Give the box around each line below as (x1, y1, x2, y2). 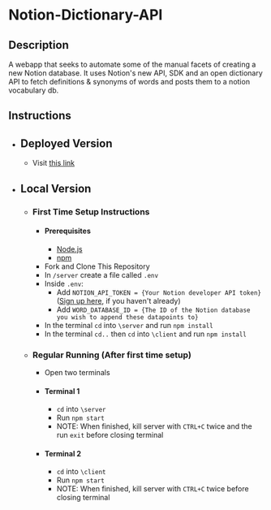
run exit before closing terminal (56, 430, 164, 440)
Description (8, 38, 69, 52)
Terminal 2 (44, 448, 82, 458)
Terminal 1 (44, 386, 80, 395)
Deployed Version (19, 136, 113, 150)
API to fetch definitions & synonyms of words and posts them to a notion (8, 77, 250, 86)
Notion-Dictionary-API (8, 6, 163, 24)
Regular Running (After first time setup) (32, 349, 192, 361)
